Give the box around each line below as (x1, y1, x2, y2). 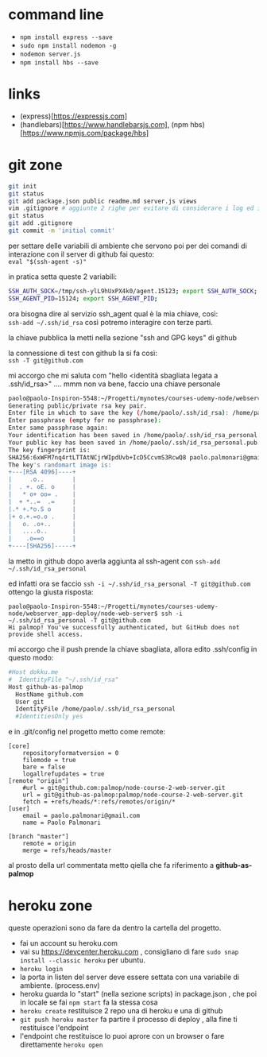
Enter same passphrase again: (8, 424, 109, 432)
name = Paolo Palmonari (22, 819, 102, 827)
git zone (8, 157, 63, 174)
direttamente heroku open (19, 1040, 103, 1050)
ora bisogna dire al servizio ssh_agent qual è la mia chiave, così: (8, 308, 219, 319)
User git (15, 698, 44, 706)
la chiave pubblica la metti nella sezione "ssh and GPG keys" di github (8, 332, 237, 343)
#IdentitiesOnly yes (15, 713, 83, 721)
